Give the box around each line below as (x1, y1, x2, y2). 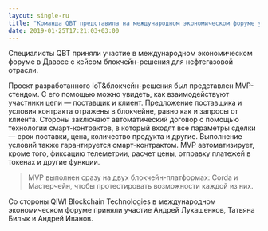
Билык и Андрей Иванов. (8, 213, 93, 224)
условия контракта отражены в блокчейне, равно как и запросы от (8, 106, 238, 116)
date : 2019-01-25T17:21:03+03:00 (8, 26, 120, 34)
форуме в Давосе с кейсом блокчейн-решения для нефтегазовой (8, 57, 234, 66)
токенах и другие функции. (8, 157, 100, 167)
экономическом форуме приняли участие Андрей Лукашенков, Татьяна (8, 205, 255, 215)
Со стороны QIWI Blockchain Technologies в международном (8, 197, 217, 206)
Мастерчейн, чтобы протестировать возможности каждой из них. (27, 181, 254, 191)
